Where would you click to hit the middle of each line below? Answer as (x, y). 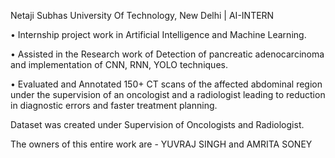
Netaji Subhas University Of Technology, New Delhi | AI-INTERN (142, 15)
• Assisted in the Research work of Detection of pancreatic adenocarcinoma (167, 54)
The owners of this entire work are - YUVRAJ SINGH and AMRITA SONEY (161, 144)
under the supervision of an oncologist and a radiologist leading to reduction (168, 94)
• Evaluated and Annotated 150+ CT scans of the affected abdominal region (166, 84)
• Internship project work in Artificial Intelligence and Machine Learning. (158, 34)
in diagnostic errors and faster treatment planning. (114, 105)
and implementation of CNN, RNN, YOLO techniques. (119, 64)
